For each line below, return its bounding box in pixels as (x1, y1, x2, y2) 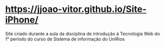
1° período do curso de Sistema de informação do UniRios (5, 36, 125, 42)
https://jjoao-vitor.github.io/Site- (5, 3, 147, 15)
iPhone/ (5, 14, 39, 25)
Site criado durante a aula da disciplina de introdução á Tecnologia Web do (5, 30, 160, 36)
